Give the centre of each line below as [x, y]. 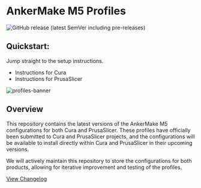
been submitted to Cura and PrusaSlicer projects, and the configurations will [100, 137]
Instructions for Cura [40, 72]
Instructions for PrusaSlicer [49, 78]
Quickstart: [28, 46]
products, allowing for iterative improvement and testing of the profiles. [94, 167]
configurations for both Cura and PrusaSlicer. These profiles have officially [98, 130]
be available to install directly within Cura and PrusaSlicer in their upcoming [100, 142]
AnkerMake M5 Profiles [66, 11]
